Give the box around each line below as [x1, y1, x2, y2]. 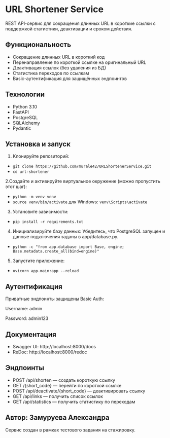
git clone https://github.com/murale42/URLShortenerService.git [12, 164, 152, 169]
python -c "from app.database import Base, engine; [12, 244, 124, 249]
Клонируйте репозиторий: [12, 153, 70, 159]
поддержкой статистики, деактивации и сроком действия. [5, 25, 133, 31]
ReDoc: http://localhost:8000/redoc [12, 349, 87, 355]
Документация [5, 330, 57, 339]
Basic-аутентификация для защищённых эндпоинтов [12, 75, 127, 82]
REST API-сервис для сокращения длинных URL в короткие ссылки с [5, 20, 156, 26]
